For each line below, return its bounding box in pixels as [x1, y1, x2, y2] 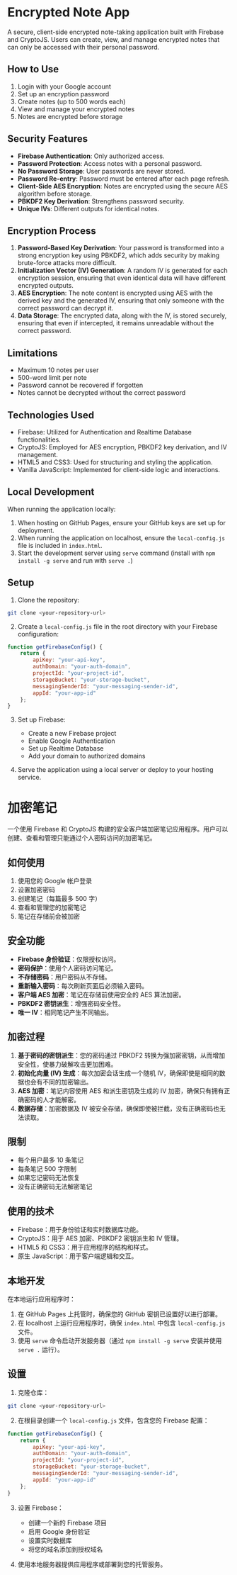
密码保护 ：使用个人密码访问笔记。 [17, 963, 117, 972]
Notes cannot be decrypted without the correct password [17, 388, 186, 397]
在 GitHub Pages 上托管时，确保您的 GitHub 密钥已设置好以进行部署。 [17, 1310, 221, 1318]
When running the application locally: [7, 505, 116, 513]
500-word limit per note [17, 374, 87, 382]
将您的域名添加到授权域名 [28, 1545, 103, 1553]
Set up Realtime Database [28, 744, 104, 753]
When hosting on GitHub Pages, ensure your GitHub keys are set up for [17, 518, 226, 527]
